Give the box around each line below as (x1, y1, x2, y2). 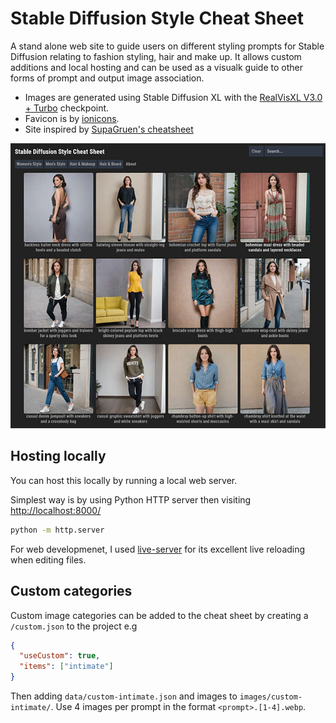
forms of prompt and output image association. (10, 72, 205, 84)
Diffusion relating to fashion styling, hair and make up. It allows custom (10, 50, 302, 62)
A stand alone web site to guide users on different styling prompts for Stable (10, 40, 325, 52)
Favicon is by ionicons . (24, 112, 120, 124)
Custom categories (10, 583, 133, 600)
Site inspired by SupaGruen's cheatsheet (24, 123, 194, 135)
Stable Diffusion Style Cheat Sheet (10, 7, 305, 30)
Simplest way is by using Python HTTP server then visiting (10, 493, 252, 506)
